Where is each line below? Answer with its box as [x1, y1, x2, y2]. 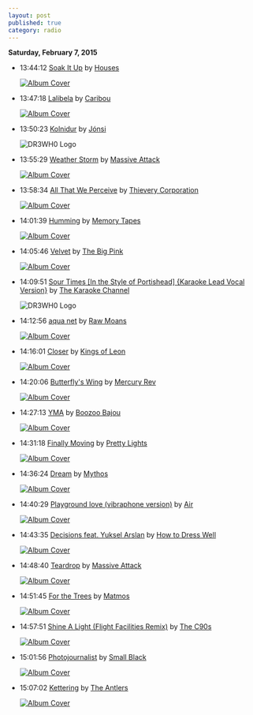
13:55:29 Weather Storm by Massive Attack [19, 155, 160, 164]
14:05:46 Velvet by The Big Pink [19, 246, 124, 256]
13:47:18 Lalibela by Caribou [19, 94, 111, 103]
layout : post [8, 11, 51, 20]
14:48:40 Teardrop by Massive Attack [19, 561, 142, 571]
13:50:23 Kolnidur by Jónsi [19, 124, 106, 134]
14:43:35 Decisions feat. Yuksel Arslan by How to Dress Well [19, 530, 217, 540]
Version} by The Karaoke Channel [19, 286, 130, 295]
